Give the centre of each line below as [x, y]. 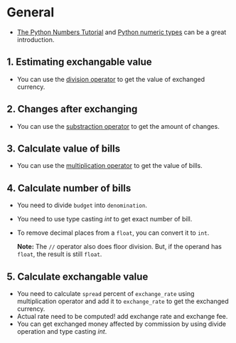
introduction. [36, 39]
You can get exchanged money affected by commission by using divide [122, 324]
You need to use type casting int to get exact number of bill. [104, 219]
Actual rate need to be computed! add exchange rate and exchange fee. [122, 316]
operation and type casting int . [62, 331]
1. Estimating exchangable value [79, 62]
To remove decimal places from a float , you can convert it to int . [113, 233]
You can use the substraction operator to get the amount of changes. [118, 126]
